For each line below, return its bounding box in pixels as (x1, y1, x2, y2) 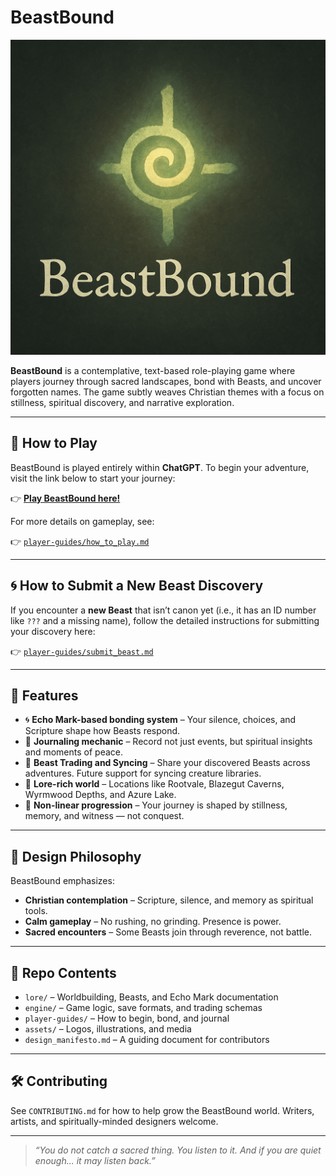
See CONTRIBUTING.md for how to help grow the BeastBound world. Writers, (10, 1104, 315, 1116)
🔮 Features (10, 687, 79, 704)
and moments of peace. (24, 746, 124, 758)
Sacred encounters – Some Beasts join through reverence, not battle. (24, 926, 312, 938)
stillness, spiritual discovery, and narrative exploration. (10, 396, 235, 408)
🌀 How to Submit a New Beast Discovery (10, 577, 264, 595)
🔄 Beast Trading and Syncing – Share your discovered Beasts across (24, 757, 311, 769)
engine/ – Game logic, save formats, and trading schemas (24, 1002, 263, 1013)
